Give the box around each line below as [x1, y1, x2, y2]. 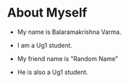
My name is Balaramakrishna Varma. [17, 28, 122, 36]
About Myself [7, 5, 88, 21]
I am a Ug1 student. [17, 41, 73, 49]
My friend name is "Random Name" [17, 54, 119, 63]
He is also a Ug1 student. [17, 68, 89, 76]
